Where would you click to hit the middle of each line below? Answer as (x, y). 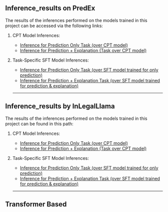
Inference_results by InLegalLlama (60, 107)
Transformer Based (36, 204)
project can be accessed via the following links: (54, 26)
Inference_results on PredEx (50, 8)
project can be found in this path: (39, 124)
